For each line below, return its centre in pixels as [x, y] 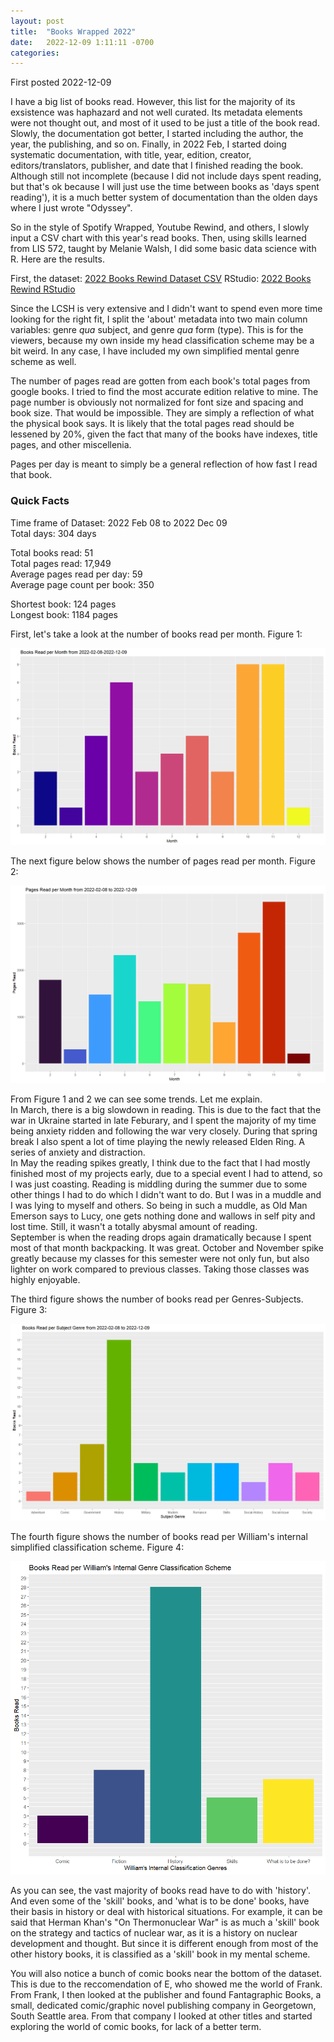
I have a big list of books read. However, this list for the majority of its [153, 102]
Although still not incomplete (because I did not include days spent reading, [166, 176]
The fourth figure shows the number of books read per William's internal [159, 1536]
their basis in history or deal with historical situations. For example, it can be [166, 1912]
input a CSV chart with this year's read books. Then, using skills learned [158, 238]
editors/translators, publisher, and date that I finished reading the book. [157, 166]
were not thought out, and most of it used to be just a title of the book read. [165, 123]
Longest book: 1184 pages [64, 614]
